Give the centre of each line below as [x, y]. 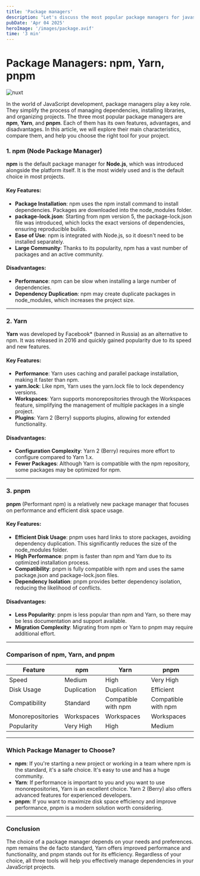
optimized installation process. [52, 562]
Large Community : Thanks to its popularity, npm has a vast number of [101, 248]
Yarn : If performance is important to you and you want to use [90, 782]
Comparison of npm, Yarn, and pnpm [60, 654]
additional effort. [35, 634]
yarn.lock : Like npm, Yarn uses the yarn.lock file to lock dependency [99, 386]
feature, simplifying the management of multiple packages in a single [99, 405]
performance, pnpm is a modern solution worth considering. [89, 808]
